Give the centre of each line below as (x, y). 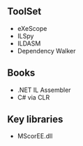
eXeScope (32, 28)
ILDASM (29, 43)
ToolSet (24, 12)
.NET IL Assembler (44, 90)
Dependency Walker (46, 51)
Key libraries (35, 120)
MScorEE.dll (35, 136)
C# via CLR (33, 97)
